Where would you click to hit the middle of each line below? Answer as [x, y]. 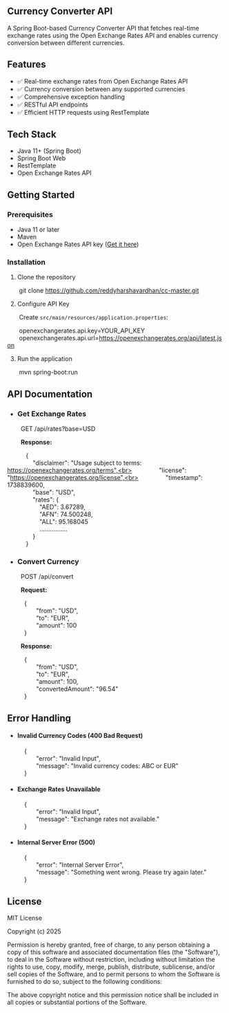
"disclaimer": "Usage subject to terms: [87, 463]
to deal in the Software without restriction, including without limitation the [111, 960]
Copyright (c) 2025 [34, 931]
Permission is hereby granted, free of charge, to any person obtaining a [109, 945]
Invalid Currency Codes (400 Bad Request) [80, 736]
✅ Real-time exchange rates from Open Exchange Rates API [102, 81]
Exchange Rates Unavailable [59, 789]
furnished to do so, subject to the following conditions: [84, 982]
